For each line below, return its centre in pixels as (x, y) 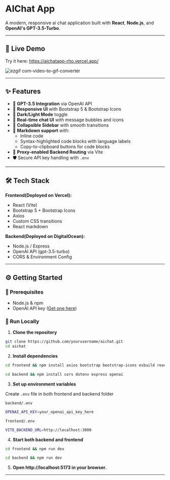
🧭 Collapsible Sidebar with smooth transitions (60, 125)
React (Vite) (25, 205)
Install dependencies (35, 356)
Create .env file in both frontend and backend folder (59, 394)
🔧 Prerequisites (25, 292)
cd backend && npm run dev (34, 458)
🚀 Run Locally (22, 321)
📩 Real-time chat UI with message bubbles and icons (68, 120)
